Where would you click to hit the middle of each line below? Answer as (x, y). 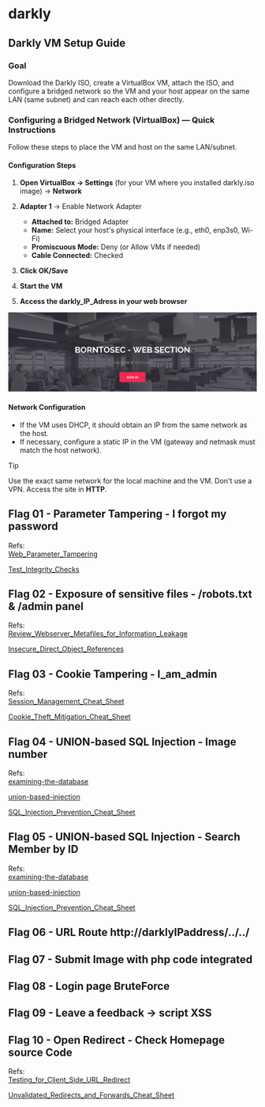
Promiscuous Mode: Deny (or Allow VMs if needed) (116, 247)
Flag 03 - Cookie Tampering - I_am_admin (113, 674)
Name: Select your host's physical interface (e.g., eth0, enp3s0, (136, 230)
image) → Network (51, 191)
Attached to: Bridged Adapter (80, 222)
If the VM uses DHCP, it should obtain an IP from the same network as (133, 425)
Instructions (32, 130)
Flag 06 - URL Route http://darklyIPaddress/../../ (129, 933)
